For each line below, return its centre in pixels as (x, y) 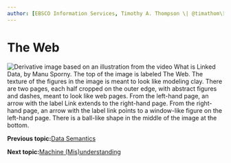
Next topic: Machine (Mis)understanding (64, 151)
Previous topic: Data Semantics (52, 138)
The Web (33, 47)
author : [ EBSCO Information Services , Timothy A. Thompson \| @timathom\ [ (117, 13)
